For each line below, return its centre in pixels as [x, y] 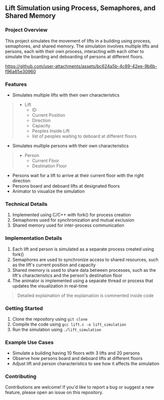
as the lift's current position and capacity [54, 265]
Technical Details [26, 204]
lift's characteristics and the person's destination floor [67, 275]
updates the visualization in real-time [50, 286]
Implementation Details [34, 238]
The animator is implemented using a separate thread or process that [83, 280]
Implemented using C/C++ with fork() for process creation [71, 215]
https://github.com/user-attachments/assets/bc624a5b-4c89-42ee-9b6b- [81, 66]
